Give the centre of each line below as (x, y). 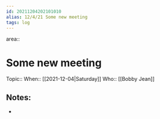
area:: (13, 39)
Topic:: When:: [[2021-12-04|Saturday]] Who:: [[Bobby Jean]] (80, 79)
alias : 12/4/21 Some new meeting (47, 17)
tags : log (18, 22)
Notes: (18, 97)
